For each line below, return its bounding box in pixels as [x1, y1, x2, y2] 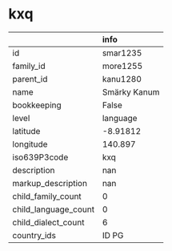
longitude [12, 138, 48, 149]
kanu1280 [102, 73, 142, 84]
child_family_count [12, 190, 82, 201]
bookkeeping [12, 99, 62, 111]
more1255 [102, 60, 143, 71]
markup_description [12, 177, 88, 188]
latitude [12, 125, 41, 136]
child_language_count [12, 204, 94, 215]
